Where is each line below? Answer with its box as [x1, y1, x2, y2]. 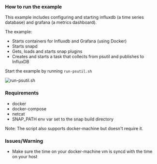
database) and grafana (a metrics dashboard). [5, 19, 97, 25]
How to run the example [5, 3, 62, 10]
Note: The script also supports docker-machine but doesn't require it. [5, 125, 143, 131]
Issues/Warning [5, 137, 43, 144]
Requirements [5, 89, 39, 96]
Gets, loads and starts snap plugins [12, 48, 83, 54]
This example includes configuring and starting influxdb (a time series [5, 15, 144, 20]
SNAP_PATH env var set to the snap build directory [12, 116, 114, 122]
